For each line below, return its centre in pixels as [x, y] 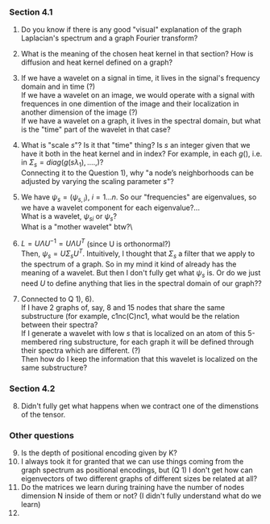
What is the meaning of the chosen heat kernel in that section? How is [137, 54]
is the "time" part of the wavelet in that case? [96, 130]
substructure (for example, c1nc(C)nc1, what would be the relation [130, 316]
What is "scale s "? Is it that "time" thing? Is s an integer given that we [135, 145]
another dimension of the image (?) [79, 112]
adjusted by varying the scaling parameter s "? [97, 182]
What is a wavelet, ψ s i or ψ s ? [69, 217]
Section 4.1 [31, 12]
